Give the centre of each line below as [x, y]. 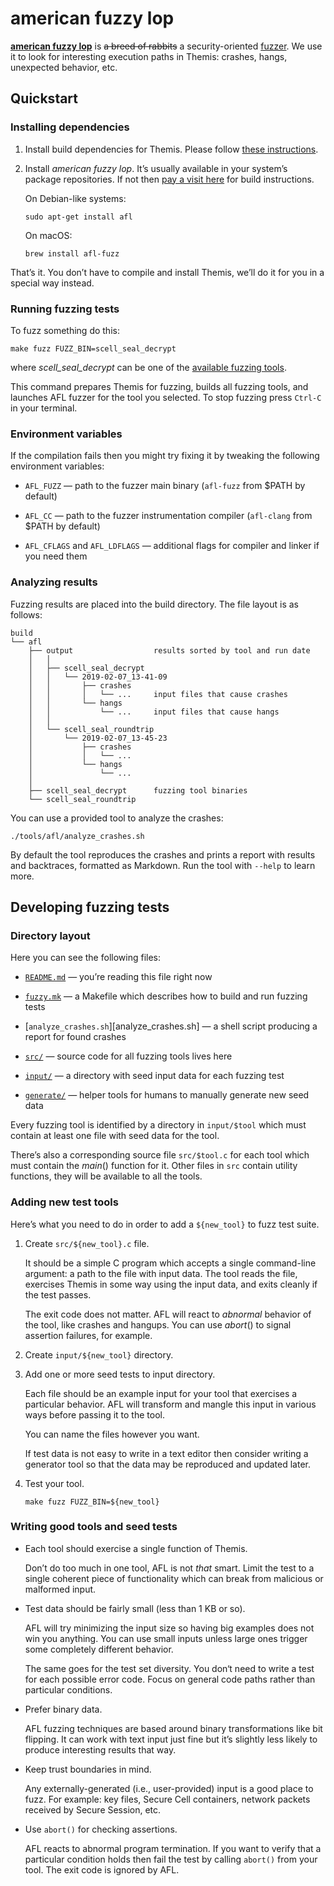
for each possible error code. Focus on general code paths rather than [170, 1679]
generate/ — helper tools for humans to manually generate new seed [167, 1095]
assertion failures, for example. [88, 1335]
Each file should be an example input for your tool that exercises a [161, 1393]
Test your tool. [54, 1483]
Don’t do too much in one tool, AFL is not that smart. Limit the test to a [169, 1568]
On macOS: [48, 235]
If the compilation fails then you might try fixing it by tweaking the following [165, 456]
